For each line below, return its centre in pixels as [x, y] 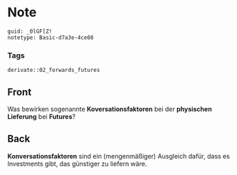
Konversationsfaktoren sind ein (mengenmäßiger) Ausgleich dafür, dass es [118, 156]
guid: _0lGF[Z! [30, 31]
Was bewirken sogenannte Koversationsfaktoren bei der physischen [110, 109]
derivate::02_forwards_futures [54, 70]
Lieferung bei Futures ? [42, 117]
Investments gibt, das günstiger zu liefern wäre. [77, 164]
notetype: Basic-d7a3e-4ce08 [51, 37]
